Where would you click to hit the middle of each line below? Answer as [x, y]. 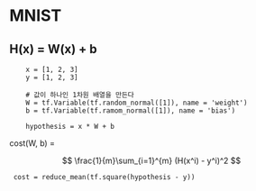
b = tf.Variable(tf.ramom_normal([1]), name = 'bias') [131, 111]
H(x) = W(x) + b [53, 49]
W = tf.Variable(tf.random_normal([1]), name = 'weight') [137, 103]
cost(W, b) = [32, 143]
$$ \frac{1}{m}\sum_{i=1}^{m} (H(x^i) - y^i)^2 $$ [151, 160]
